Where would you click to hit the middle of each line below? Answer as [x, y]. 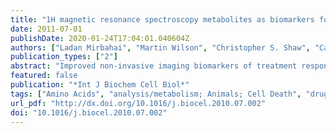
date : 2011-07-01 [46, 29]
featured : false [44, 76]
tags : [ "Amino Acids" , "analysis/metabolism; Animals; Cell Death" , [156, 94]
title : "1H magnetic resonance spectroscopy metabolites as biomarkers [162, 19]
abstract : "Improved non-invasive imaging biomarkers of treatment [154, 66]
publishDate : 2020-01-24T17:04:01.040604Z [100, 38]
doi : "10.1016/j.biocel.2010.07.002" [89, 112]
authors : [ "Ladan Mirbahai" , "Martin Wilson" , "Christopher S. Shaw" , [160, 47]
